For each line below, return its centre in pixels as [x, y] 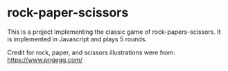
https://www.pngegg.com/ [45, 59]
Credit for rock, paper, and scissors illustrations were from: [91, 52]
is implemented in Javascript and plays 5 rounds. [77, 39]
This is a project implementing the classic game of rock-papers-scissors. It [114, 32]
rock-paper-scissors [68, 13]
